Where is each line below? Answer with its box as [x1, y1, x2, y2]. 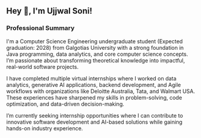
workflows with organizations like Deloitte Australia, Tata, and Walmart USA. [6, 88, 196, 95]
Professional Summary [6, 24, 75, 32]
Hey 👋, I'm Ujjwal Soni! [6, 6, 92, 16]
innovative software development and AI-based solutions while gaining [6, 118, 183, 125]
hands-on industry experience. [6, 124, 83, 132]
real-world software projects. [6, 63, 79, 70]
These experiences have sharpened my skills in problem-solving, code [6, 94, 182, 101]
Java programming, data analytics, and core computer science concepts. [6, 50, 188, 58]
